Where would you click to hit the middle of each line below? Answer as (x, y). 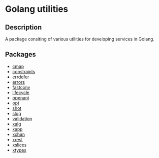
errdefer (21, 77)
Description (23, 27)
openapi (21, 97)
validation (22, 119)
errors (18, 82)
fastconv (21, 87)
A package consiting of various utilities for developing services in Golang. (80, 39)
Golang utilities (37, 9)
